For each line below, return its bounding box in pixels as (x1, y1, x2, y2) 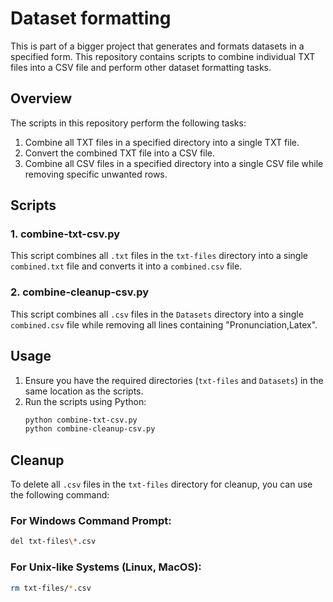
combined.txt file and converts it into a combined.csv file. (10, 260, 243, 272)
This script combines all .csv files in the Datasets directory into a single (10, 308, 304, 320)
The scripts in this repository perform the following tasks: (10, 117, 247, 129)
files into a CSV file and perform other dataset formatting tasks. (10, 61, 272, 73)
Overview (10, 90, 73, 107)
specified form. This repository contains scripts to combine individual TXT (10, 50, 316, 62)
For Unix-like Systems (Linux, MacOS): (10, 560, 202, 574)
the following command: (10, 489, 110, 501)
